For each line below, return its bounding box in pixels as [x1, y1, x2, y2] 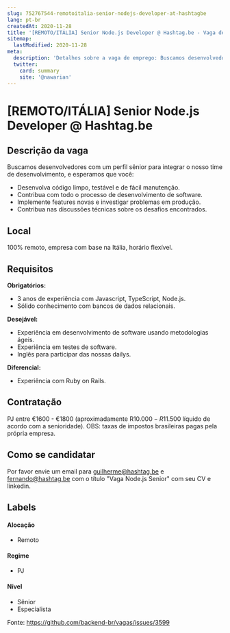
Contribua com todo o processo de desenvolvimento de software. [16, 191, 203, 199]
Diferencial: [7, 363, 41, 372]
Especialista [16, 605, 51, 613]
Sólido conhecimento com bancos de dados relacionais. [16, 302, 176, 310]
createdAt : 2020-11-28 [7, 23, 72, 29]
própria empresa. [7, 429, 56, 437]
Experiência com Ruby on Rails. [16, 377, 106, 385]
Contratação [7, 396, 62, 408]
